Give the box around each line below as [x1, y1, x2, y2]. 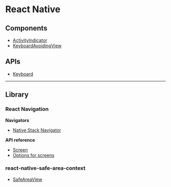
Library [5, 90, 29, 99]
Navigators [5, 117, 30, 123]
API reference [5, 137, 36, 143]
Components [5, 24, 47, 33]
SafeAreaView [12, 176, 42, 182]
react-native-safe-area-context [5, 165, 85, 172]
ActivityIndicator [12, 37, 47, 43]
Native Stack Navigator [12, 127, 62, 133]
